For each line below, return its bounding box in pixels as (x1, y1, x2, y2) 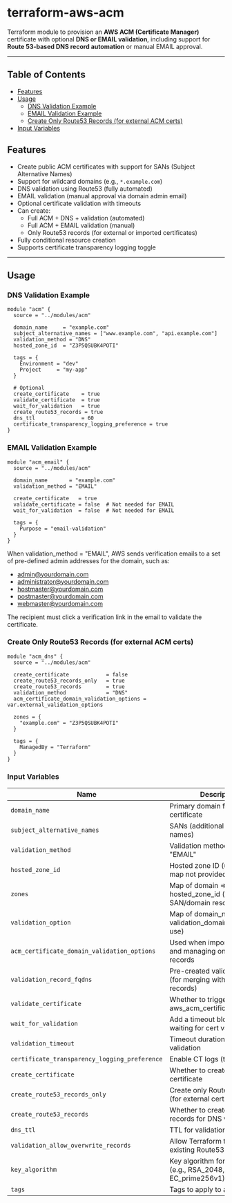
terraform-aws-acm (7, 5, 124, 21)
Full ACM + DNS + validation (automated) (27, 214, 145, 222)
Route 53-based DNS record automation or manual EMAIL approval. (7, 42, 203, 50)
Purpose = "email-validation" (19, 525, 107, 532)
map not (168, 869, 197, 879)
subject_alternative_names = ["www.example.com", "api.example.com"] (13, 330, 217, 337)
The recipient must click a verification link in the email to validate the (7, 613, 202, 621)
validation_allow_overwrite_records (10, 1142, 131, 1150)
